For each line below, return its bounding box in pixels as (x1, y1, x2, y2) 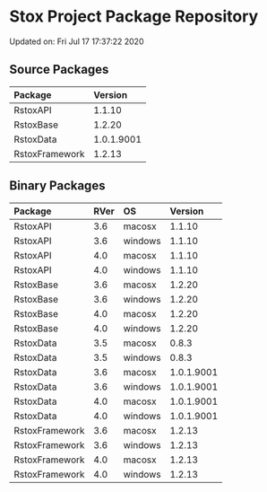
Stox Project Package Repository (9, 6, 259, 27)
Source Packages (9, 62, 109, 77)
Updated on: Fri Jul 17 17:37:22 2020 (9, 36, 144, 47)
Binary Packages (9, 178, 106, 194)
